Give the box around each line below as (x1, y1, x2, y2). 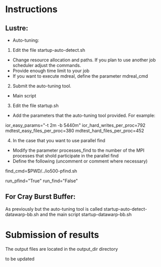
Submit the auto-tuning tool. (12, 83, 72, 89)
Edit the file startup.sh (12, 103, 59, 109)
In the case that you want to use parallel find (12, 138, 105, 143)
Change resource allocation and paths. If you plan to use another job (12, 57, 156, 63)
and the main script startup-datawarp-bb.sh (39, 211, 132, 217)
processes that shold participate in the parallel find (12, 153, 119, 158)
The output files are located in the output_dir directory (5, 246, 118, 252)
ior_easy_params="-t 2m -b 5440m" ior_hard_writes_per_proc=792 (5, 122, 146, 128)
